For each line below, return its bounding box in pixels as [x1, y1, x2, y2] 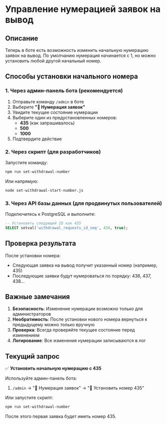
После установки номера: [5, 252, 61, 258]
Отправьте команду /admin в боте [12, 98, 84, 104]
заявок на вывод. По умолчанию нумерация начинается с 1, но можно [5, 52, 156, 58]
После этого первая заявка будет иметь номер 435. [5, 414, 117, 420]
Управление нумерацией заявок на [5, 3, 161, 15]
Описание [5, 34, 38, 42]
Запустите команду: [5, 159, 48, 165]
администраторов [12, 311, 51, 317]
